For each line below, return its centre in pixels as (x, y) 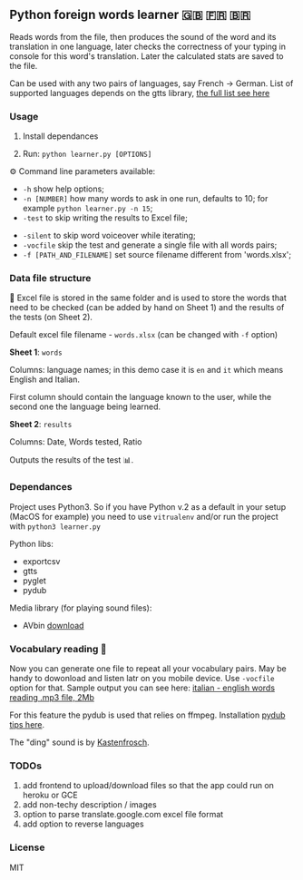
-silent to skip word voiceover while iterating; (109, 236)
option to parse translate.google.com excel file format (123, 815)
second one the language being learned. (85, 406)
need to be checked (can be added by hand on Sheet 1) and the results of (147, 308)
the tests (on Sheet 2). (51, 318)
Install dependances (60, 136)
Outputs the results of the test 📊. (72, 460)
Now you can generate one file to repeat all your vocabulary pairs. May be (148, 669)
